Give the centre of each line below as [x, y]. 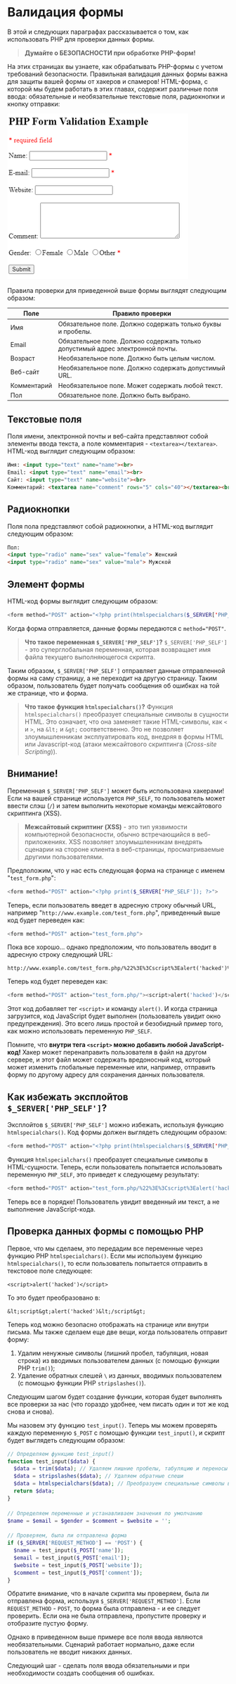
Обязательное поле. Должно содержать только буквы [139, 324]
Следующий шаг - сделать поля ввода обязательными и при [98, 1666]
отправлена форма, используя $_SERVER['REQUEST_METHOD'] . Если [104, 1601]
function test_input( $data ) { [52, 1462]
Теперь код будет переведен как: [58, 981]
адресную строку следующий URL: [60, 955]
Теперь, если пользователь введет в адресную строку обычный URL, [112, 905]
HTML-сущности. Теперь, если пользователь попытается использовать [115, 1167]
